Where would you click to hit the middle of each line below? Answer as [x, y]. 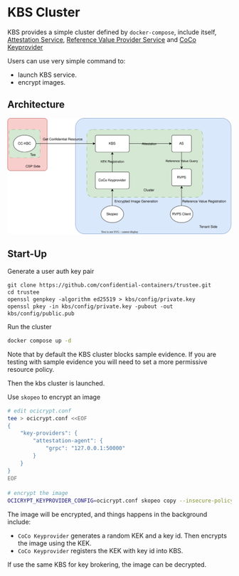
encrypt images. [42, 82]
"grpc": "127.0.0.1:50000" [85, 449]
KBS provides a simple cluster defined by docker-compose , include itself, [112, 32]
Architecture [36, 105]
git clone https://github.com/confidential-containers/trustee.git [110, 285]
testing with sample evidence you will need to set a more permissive [107, 362]
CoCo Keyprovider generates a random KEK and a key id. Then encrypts [122, 536]
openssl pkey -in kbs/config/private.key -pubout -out [90, 306]
